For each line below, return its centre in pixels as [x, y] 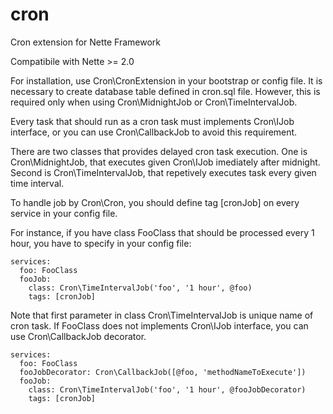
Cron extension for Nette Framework [86, 42]
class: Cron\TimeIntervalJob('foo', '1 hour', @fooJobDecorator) [167, 389]
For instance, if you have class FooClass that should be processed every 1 [162, 232]
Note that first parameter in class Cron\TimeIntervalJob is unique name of [162, 315]
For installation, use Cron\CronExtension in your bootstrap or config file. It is [166, 80]
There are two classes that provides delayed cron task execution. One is [159, 151]
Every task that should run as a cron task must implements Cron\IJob [152, 121]
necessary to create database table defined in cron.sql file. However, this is [165, 91]
